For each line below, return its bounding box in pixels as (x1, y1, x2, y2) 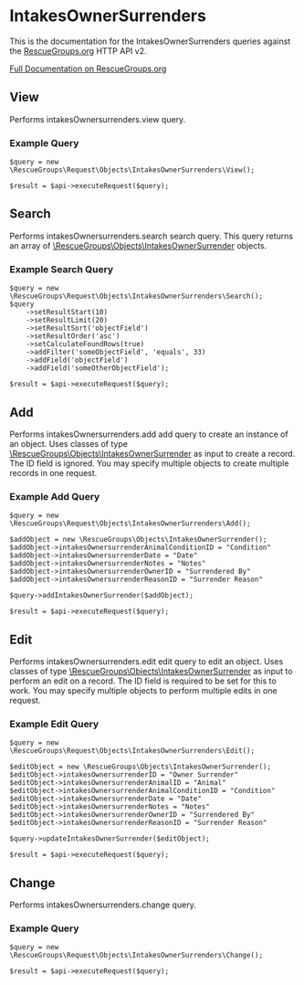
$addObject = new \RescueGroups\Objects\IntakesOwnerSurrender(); (9, 535, 267, 545)
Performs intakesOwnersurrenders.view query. (9, 113, 186, 124)
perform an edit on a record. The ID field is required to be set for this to (9, 675, 277, 686)
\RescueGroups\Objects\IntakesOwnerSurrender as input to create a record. (9, 448, 296, 459)
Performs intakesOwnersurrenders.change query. (9, 899, 196, 910)
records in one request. (9, 467, 98, 478)
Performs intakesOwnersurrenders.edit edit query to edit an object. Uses (9, 656, 284, 667)
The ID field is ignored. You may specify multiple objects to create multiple (9, 458, 289, 469)
